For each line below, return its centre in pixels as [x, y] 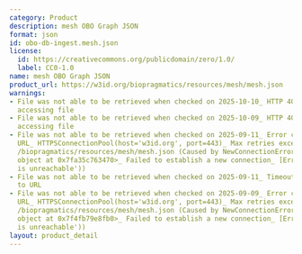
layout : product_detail [54, 235]
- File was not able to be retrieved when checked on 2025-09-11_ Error [148, 135]
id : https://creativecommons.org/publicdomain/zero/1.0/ [126, 59]
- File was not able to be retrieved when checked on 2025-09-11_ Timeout [152, 177]
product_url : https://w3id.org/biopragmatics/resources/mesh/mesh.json [146, 85]
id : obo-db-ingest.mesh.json [64, 43]
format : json [34, 34]
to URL [30, 186]
